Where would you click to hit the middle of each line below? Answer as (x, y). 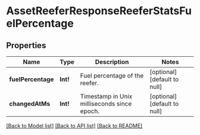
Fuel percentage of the (112, 75)
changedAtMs (30, 104)
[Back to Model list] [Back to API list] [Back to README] (74, 126)
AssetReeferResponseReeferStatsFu (99, 11)
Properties (26, 45)
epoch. (90, 111)
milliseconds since (106, 104)
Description (112, 62)
